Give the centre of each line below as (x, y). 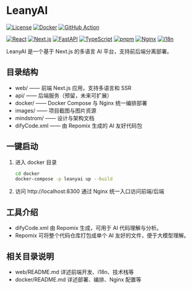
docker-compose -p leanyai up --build (64, 179)
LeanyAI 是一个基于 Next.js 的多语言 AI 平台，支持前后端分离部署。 (89, 51)
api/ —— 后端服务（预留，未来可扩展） (64, 95)
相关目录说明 (30, 256)
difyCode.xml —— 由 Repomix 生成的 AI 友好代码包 (78, 125)
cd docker (27, 173)
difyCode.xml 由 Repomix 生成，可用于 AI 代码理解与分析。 (88, 228)
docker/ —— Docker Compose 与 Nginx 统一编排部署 (81, 103)
